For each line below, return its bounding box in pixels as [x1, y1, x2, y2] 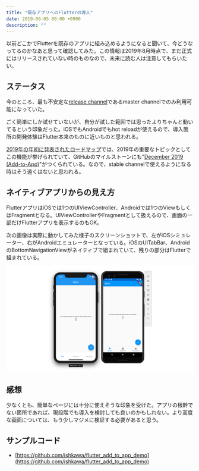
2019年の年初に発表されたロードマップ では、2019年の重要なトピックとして [6, 146, 191, 153]
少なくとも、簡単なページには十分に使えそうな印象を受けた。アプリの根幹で [6, 401, 194, 409]
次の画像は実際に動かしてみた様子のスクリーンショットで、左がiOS [6, 232, 170, 238]
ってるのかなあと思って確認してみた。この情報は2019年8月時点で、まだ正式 [6, 48, 192, 55]
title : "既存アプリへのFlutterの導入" [6, 10, 93, 15]
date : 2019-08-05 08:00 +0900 [6, 15, 81, 22]
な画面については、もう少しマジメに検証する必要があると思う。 [6, 416, 162, 423]
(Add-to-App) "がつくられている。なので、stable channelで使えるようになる [6, 161, 192, 168]
